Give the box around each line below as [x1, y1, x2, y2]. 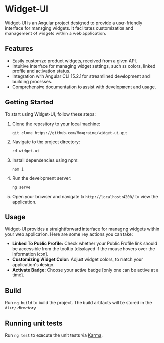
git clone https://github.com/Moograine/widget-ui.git [12, 130, 128, 135]
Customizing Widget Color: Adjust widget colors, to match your [12, 256, 143, 262]
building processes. [12, 78, 53, 84]
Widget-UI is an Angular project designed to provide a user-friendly [5, 20, 143, 26]
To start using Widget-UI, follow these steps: [5, 111, 96, 117]
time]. [12, 272, 25, 278]
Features [5, 44, 33, 53]
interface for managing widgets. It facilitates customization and [5, 25, 134, 31]
